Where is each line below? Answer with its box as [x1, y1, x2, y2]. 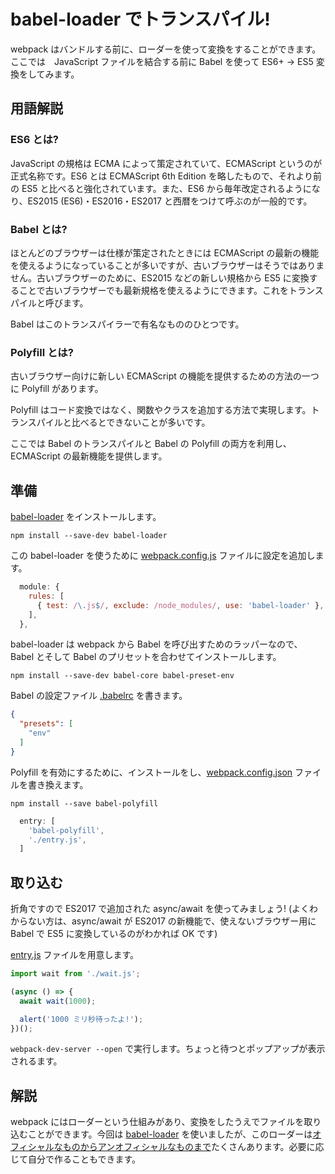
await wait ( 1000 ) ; [19, 996, 97, 1006]
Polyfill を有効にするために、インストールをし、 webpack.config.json [10, 766, 293, 778]
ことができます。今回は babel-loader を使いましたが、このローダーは [27, 1128, 313, 1140]
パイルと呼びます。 [10, 296, 89, 309]
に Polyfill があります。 [10, 383, 104, 395]
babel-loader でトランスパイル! [10, 8, 271, 31]
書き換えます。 [27, 778, 89, 790]
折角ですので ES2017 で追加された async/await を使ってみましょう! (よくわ [10, 903, 319, 915]
